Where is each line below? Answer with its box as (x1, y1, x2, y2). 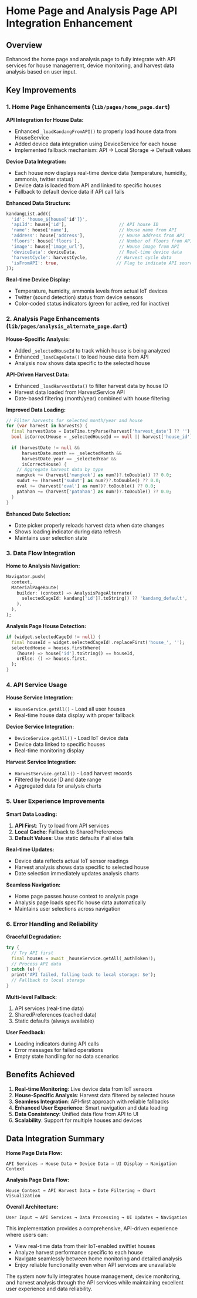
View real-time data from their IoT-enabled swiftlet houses (14, 1242, 155, 1249)
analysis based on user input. (6, 68, 77, 75)
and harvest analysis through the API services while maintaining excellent (6, 1279, 184, 1286)
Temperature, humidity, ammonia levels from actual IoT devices (14, 287, 168, 295)
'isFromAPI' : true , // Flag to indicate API (11, 260, 177, 266)
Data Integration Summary (6, 1134, 105, 1144)
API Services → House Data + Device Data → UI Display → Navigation (6, 1161, 177, 1167)
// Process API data (11, 961, 62, 967)
